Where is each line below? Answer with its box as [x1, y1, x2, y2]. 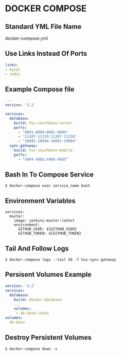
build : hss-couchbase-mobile [14, 148, 73, 153]
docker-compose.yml [5, 35, 48, 41]
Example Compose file [5, 85, 75, 93]
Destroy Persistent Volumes [5, 334, 92, 342]
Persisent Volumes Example [5, 270, 92, 279]
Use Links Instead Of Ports [5, 49, 87, 58]
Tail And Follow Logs [5, 244, 69, 252]
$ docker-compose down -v [5, 346, 57, 351]
